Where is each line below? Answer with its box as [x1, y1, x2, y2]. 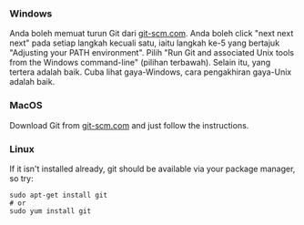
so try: [9, 172, 34, 184]
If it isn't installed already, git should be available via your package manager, [9, 163, 296, 174]
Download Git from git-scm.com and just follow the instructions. [9, 119, 249, 130]
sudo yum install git [9, 206, 92, 216]
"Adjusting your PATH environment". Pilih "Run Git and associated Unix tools [9, 47, 294, 58]
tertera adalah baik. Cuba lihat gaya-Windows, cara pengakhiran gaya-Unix [9, 66, 292, 77]
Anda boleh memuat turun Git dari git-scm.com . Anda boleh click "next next [9, 28, 294, 39]
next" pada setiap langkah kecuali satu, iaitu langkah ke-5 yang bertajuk [9, 37, 280, 48]
